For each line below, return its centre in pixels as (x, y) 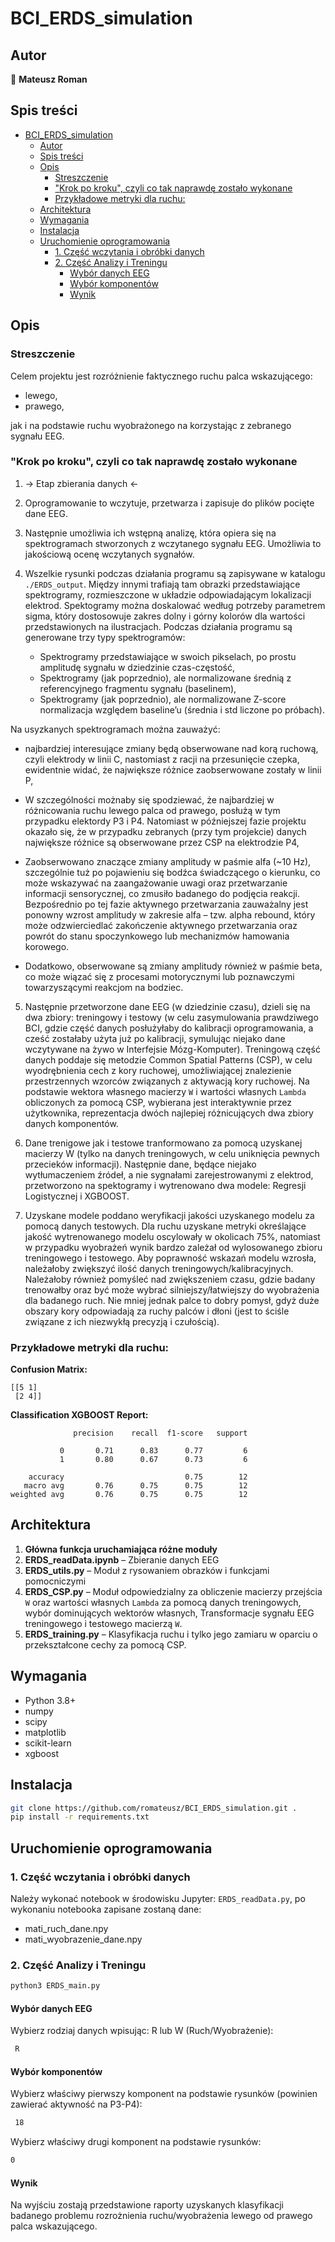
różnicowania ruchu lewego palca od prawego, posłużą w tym (152, 810)
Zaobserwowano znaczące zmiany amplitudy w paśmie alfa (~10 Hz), (168, 861)
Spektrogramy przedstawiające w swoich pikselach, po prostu (168, 656)
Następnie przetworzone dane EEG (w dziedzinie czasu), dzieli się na (167, 1006)
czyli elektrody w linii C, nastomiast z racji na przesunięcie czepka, (162, 759)
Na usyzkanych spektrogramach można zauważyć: (115, 729)
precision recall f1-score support (160, 1433)
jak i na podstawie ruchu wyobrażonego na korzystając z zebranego (151, 425)
